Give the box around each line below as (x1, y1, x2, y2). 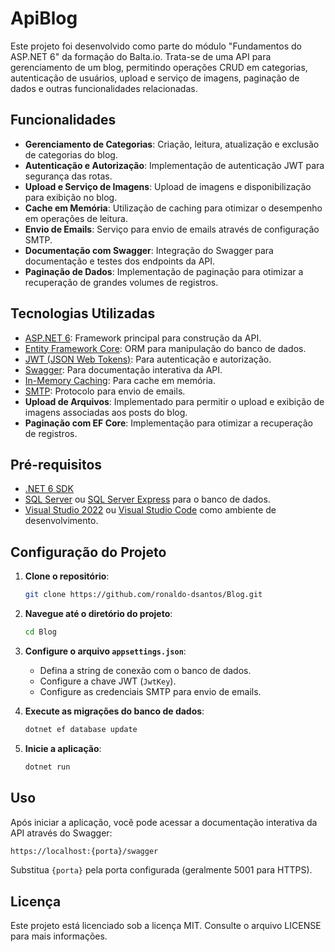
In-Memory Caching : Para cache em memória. (24, 374, 217, 386)
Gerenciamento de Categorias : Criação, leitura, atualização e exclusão (24, 138, 320, 150)
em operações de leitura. (24, 212, 128, 224)
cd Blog (24, 627, 57, 637)
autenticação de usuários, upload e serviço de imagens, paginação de (10, 72, 300, 84)
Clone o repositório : (24, 570, 110, 582)
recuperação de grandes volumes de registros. (24, 276, 219, 288)
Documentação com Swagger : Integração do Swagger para (24, 244, 274, 256)
